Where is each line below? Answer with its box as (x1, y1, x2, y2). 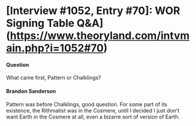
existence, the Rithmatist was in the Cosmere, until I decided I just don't (6, 107, 180, 114)
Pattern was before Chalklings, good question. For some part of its (6, 101, 168, 108)
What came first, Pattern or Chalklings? (6, 74, 101, 81)
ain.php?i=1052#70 (6, 42, 104, 55)
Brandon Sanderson (6, 87, 57, 94)
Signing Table (6, 16, 75, 30)
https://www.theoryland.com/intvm (9, 29, 190, 42)
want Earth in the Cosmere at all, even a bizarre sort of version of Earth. (6, 113, 180, 120)
